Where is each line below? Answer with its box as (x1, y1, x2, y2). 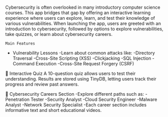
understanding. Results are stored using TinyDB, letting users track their (5, 76, 157, 82)
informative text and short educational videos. (5, 107, 102, 113)
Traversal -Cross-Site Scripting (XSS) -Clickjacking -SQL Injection (12, 55, 151, 61)
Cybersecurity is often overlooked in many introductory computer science (5, 5, 160, 10)
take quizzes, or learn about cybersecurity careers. (5, 31, 113, 37)
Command (12, 61, 35, 66)
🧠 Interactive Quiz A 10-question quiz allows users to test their (5, 70, 136, 76)
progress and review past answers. (5, 81, 79, 87)
